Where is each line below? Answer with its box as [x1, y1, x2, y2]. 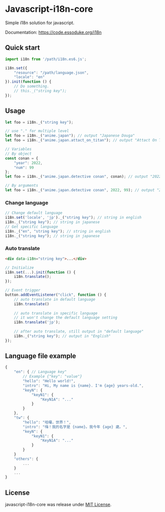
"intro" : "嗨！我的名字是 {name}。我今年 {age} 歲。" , [23, 424, 128, 429]
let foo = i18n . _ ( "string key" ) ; [5, 120, 74, 125]
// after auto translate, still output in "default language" [14, 329, 144, 334]
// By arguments [5, 183, 38, 188]
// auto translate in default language [14, 297, 96, 302]
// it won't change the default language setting [14, 315, 118, 320]
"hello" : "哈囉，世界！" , [23, 420, 71, 425]
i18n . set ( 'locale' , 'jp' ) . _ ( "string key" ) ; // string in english [5, 215, 142, 220]
